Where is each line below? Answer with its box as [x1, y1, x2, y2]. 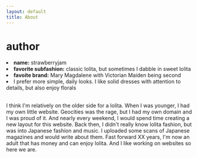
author [6, 40, 40, 53]
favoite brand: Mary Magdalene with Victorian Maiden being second [14, 72, 182, 79]
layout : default [6, 8, 46, 15]
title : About [6, 14, 39, 20]
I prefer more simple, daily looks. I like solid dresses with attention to [14, 78, 181, 85]
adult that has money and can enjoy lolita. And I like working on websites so [6, 140, 192, 147]
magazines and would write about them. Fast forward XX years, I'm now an [6, 134, 190, 141]
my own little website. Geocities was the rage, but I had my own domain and [6, 108, 192, 115]
